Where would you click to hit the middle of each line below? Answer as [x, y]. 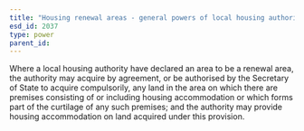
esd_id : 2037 [34, 26]
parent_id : [30, 43]
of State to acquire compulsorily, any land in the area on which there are [144, 88]
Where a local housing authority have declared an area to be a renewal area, [152, 69]
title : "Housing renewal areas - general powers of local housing [137, 18]
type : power [32, 34]
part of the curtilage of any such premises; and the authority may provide [146, 107]
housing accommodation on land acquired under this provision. [127, 117]
